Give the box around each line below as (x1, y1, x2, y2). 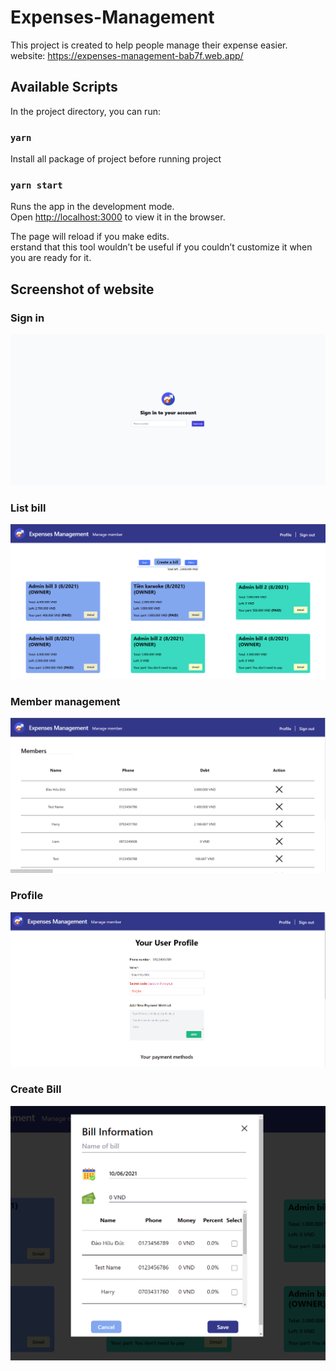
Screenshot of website (10, 281, 155, 298)
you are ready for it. (10, 252, 92, 264)
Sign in (10, 311, 45, 325)
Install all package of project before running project (10, 153, 222, 165)
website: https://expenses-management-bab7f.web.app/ (10, 49, 244, 61)
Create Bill (10, 1082, 62, 1096)
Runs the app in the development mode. (10, 201, 175, 213)
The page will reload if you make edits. (10, 231, 170, 243)
